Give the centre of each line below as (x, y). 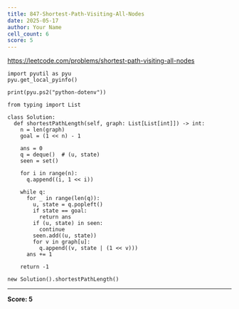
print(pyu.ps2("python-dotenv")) (57, 93)
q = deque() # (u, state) (60, 155)
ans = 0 (31, 149)
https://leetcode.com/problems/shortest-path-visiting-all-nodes (101, 61)
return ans (55, 217)
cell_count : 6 (28, 34)
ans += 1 (39, 255)
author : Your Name (34, 27)
